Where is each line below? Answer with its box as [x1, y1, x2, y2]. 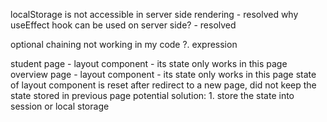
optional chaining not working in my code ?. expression [10, 39, 238, 50]
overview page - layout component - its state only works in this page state [10, 69, 317, 80]
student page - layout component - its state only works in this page [10, 58, 288, 69]
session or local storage [10, 100, 110, 112]
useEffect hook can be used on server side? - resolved [10, 19, 237, 31]
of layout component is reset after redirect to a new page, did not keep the [10, 79, 317, 91]
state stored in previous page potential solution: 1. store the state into [10, 90, 295, 101]
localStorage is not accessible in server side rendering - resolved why [10, 9, 299, 20]
